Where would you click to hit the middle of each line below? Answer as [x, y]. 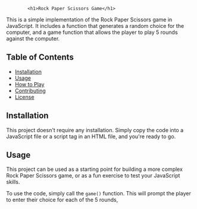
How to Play [29, 84]
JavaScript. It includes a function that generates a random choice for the [95, 26]
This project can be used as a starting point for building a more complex [95, 169]
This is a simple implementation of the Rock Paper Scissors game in [89, 20]
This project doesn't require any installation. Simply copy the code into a [95, 130]
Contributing [30, 91]
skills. [13, 182]
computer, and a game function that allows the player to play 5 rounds [92, 32]
